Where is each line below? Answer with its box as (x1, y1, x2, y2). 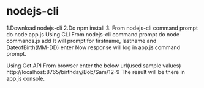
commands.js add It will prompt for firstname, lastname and (6, 37, 157, 44)
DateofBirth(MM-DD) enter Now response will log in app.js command (6, 44, 181, 51)
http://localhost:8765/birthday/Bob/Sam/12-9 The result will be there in (6, 68, 186, 75)
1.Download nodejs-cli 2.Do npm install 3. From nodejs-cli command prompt (6, 24, 198, 32)
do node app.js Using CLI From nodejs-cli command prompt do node (6, 30, 179, 38)
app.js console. (6, 75, 45, 82)
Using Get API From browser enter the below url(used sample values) (6, 62, 181, 69)
